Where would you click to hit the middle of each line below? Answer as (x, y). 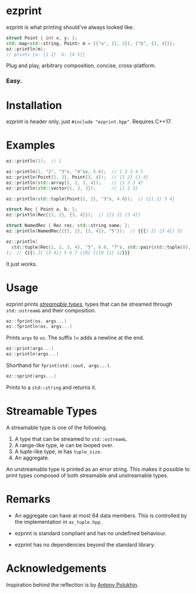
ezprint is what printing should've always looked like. (70, 27)
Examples (31, 145)
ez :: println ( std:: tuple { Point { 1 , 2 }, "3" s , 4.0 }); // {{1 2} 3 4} (91, 199)
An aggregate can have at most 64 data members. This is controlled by (101, 515)
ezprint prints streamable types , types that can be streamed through (89, 304)
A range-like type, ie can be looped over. (64, 445)
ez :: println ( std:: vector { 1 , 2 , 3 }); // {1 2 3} (72, 188)
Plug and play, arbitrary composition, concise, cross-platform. (81, 65)
